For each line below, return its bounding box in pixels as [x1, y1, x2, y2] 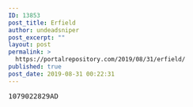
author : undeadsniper [8, 26, 80, 34]
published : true [8, 63, 62, 71]
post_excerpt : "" [8, 33, 66, 42]
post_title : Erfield [8, 19, 77, 27]
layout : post [8, 41, 51, 49]
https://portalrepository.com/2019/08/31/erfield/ [15, 56, 186, 64]
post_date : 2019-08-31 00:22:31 [8, 70, 115, 78]
